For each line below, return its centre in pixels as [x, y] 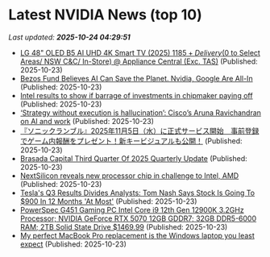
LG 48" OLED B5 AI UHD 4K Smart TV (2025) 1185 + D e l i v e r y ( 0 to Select [140, 52]
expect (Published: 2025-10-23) [73, 244]
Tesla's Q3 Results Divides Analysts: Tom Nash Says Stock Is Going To [137, 193]
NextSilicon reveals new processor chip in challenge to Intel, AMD [129, 176]
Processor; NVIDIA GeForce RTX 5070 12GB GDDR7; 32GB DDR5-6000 [138, 218]
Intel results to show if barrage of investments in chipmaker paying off [136, 95]
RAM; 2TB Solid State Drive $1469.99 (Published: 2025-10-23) [124, 226]
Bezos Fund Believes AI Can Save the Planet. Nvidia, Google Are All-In [136, 78]
